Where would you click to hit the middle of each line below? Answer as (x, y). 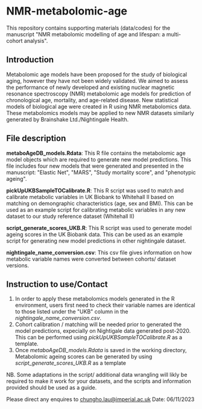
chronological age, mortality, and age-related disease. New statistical (93, 100)
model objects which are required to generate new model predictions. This (99, 159)
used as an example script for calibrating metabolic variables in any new (96, 209)
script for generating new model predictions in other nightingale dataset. (96, 241)
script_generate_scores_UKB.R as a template (71, 363)
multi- (174, 34)
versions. (17, 265)
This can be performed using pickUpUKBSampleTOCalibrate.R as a (99, 338)
